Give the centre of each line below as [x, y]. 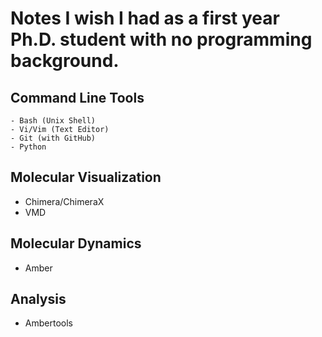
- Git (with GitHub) [53, 138]
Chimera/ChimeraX [64, 201]
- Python [28, 147]
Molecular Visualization [86, 177]
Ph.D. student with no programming [161, 39]
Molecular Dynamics [76, 243]
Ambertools [48, 323]
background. [65, 61]
